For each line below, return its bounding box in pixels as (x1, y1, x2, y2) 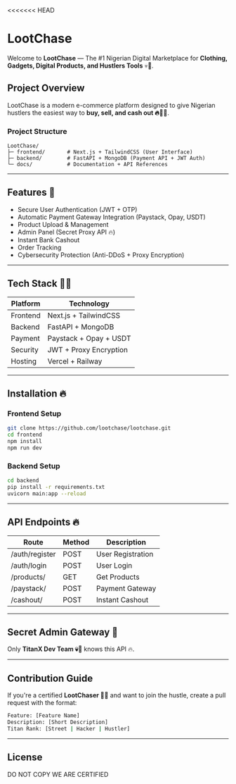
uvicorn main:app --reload (7, 490, 86, 497)
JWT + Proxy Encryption (47, 344, 129, 354)
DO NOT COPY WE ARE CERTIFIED (7, 770, 109, 778)
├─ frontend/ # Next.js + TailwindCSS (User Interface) (7, 149, 193, 156)
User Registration (96, 549, 154, 559)
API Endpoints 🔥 (7, 516, 79, 528)
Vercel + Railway (47, 356, 103, 366)
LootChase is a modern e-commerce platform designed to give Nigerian (7, 101, 216, 109)
